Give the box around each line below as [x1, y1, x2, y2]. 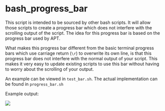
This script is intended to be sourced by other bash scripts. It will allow [5, 19, 151, 25]
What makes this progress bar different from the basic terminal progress [5, 45, 154, 51]
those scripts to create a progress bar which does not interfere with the [5, 24, 152, 30]
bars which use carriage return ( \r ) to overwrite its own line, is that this [5, 50, 151, 56]
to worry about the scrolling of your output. [5, 66, 94, 72]
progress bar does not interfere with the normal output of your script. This [5, 55, 157, 61]
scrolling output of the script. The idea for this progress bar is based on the [5, 30, 160, 36]
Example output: [5, 91, 39, 97]
